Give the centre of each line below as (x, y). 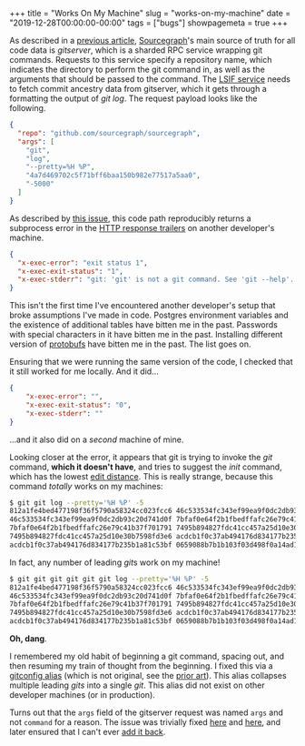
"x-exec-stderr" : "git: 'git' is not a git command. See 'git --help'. (156, 280)
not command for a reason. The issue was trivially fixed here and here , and (145, 722)
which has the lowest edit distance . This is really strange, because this (142, 476)
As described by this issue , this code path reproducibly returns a (130, 218)
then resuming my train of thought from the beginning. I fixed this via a (142, 666)
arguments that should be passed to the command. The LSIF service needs (150, 79)
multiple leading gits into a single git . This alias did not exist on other (137, 685)
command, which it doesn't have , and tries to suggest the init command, (146, 467)
